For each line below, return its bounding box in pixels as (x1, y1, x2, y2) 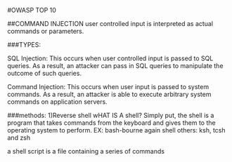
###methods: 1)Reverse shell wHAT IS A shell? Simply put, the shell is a (7, 112, 214, 119)
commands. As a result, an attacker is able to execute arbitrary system (7, 90, 212, 98)
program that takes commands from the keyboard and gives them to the (7, 119, 216, 127)
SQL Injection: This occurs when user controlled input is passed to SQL (7, 54, 214, 62)
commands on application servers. (7, 97, 108, 106)
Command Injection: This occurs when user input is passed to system (7, 83, 210, 90)
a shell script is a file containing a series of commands (7, 147, 165, 155)
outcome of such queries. (7, 69, 82, 77)
